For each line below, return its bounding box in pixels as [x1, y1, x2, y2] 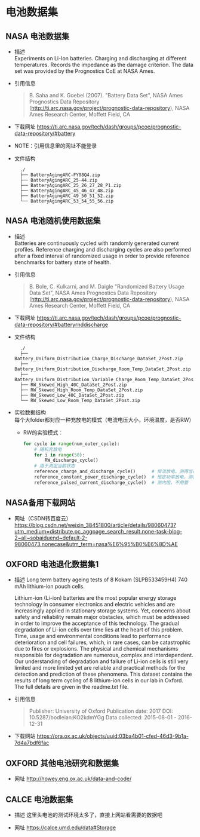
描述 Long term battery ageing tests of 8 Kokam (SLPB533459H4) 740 [14, 576, 188, 583]
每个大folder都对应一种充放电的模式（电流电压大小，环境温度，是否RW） [14, 416, 195, 423]
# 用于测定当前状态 [34, 463, 75, 469]
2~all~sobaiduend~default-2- [14, 534, 88, 541]
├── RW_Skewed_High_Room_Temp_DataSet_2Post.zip [20, 387, 143, 393]
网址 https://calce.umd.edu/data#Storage [14, 824, 116, 831]
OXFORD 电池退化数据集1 [5, 559, 99, 569]
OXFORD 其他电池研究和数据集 [5, 758, 119, 768]
